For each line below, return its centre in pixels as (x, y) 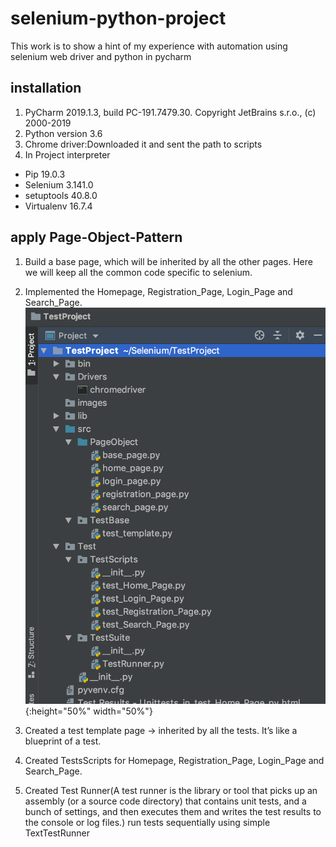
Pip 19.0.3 (45, 174)
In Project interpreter (67, 154)
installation (46, 88)
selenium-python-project (118, 18)
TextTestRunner (57, 833)
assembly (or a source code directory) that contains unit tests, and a (165, 801)
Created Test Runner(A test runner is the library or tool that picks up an (171, 791)
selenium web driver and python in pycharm (101, 56)
